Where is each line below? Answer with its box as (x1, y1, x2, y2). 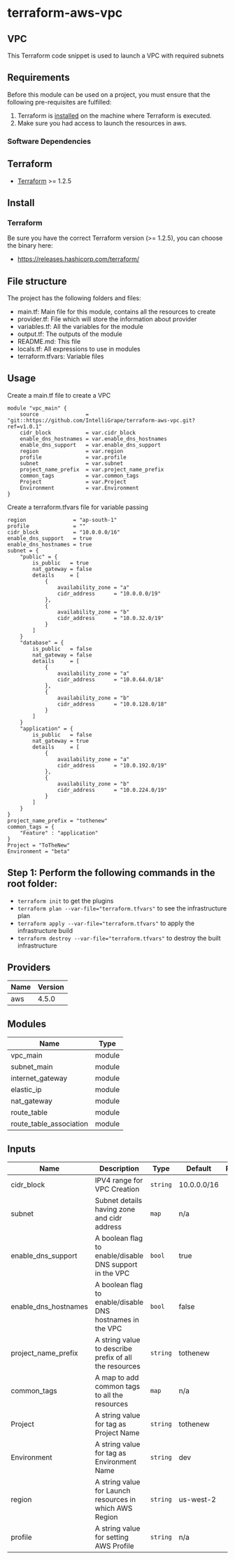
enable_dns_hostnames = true (7, 541, 92, 548)
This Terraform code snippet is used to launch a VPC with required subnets (7, 51, 225, 60)
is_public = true (32, 559, 90, 566)
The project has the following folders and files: (7, 294, 141, 302)
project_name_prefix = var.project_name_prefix (20, 466, 164, 473)
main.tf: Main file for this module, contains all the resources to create (17, 307, 216, 316)
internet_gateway (10, 1073, 68, 1083)
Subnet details (94, 1196, 143, 1206)
